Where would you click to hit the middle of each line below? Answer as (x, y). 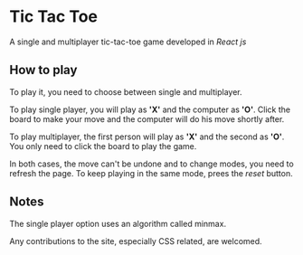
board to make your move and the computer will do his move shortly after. (147, 118)
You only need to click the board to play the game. (103, 146)
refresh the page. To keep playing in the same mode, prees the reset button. (151, 173)
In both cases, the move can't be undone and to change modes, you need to (151, 164)
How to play (43, 70)
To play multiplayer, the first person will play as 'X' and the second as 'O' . (147, 137)
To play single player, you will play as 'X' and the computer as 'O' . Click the (150, 109)
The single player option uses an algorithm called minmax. (118, 223)
